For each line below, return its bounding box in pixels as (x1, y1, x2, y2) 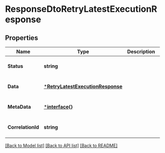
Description (127, 48, 156, 55)
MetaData (7, 104, 31, 110)
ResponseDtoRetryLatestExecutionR (5, 3, 158, 15)
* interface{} (44, 104, 73, 110)
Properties (5, 34, 38, 42)
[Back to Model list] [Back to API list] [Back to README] (5, 143, 118, 149)
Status (7, 63, 24, 70)
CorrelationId (7, 124, 39, 130)
